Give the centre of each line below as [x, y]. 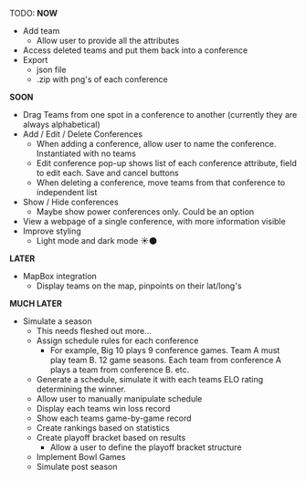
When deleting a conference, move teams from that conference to [161, 183]
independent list [67, 192]
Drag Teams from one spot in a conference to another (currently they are [160, 115]
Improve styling [52, 231]
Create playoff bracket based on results [111, 438]
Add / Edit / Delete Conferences [83, 134]
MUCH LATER [36, 303]
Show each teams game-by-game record [114, 418]
